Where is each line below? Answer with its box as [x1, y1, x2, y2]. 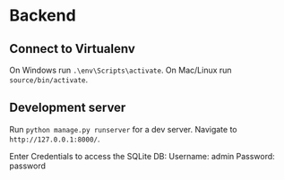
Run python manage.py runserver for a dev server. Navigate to [9, 124, 237, 134]
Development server [9, 100, 126, 116]
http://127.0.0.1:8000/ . [9, 133, 100, 144]
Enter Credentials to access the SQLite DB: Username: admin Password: [9, 150, 275, 161]
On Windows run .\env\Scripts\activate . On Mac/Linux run [9, 64, 232, 75]
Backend [9, 5, 76, 26]
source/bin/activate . [9, 74, 89, 85]
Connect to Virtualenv [9, 41, 136, 56]
